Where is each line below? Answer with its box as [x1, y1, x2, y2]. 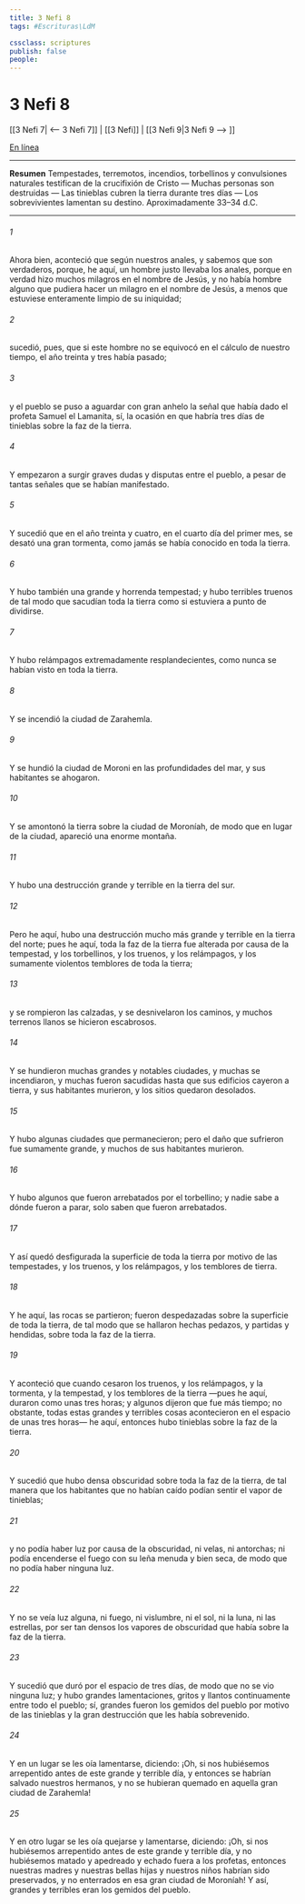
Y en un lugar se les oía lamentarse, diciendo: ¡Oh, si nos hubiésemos [9, 1758, 270, 1769]
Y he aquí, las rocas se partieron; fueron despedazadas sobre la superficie [9, 1309, 289, 1320]
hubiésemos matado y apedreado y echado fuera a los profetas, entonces [9, 1856, 287, 1867]
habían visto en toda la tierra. [9, 665, 119, 676]
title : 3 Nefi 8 [9, 13, 71, 23]
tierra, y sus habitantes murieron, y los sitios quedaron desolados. [9, 1084, 257, 1096]
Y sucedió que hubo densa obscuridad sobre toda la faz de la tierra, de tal [9, 1475, 288, 1487]
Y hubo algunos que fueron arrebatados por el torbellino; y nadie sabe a [9, 1192, 280, 1203]
